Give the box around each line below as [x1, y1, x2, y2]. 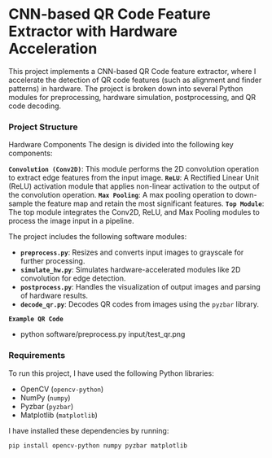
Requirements [8, 350, 66, 361]
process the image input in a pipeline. [8, 216, 134, 226]
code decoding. [8, 101, 62, 111]
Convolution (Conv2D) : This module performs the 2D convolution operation [8, 164, 259, 174]
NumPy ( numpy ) [20, 392, 71, 403]
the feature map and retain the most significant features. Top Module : [34, 198, 265, 208]
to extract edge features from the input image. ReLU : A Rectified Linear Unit [8, 172, 259, 183]
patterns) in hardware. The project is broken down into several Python [8, 83, 243, 94]
